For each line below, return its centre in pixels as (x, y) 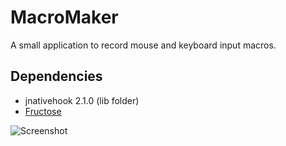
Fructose (43, 111)
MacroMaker (64, 17)
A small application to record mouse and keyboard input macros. (143, 45)
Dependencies (56, 76)
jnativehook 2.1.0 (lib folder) (82, 100)
